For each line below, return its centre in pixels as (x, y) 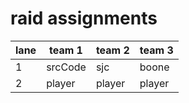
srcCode (66, 67)
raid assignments (84, 18)
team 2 (112, 50)
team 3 (156, 50)
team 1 (66, 50)
